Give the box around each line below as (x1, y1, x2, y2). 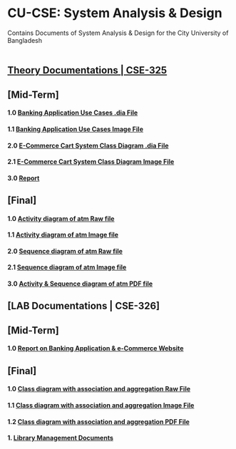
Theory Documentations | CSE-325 (7, 64, 168, 76)
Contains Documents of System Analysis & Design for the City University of (7, 29, 229, 37)
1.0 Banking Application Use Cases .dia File (7, 108, 138, 117)
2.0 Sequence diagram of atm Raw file (7, 247, 123, 255)
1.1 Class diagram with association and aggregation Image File (7, 401, 195, 409)
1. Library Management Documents (7, 433, 114, 443)
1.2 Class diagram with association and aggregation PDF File (7, 417, 190, 425)
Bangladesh (7, 36, 43, 44)
